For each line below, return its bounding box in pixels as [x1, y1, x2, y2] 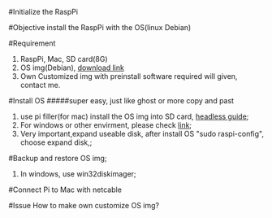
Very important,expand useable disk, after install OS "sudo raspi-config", [19, 129, 264, 138]
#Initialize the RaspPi [8, 7, 79, 16]
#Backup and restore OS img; [8, 154, 107, 163]
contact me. [19, 81, 61, 89]
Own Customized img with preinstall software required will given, [19, 72, 238, 81]
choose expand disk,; [19, 137, 93, 147]
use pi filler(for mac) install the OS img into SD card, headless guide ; [19, 111, 249, 121]
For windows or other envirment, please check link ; [19, 120, 192, 129]
